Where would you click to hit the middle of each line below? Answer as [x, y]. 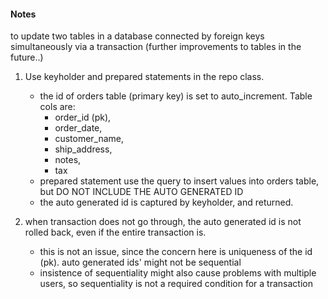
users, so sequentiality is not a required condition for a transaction [176, 284]
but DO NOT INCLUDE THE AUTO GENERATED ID [141, 192]
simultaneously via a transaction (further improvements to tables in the [156, 47]
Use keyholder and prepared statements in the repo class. [144, 77]
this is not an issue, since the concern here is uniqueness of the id [176, 252]
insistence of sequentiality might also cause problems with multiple [178, 273]
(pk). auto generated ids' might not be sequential [140, 262]
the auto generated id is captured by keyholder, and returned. [166, 202]
